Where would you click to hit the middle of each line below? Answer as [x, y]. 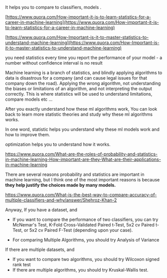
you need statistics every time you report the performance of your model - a [84, 58]
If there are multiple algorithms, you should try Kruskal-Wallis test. [80, 270]
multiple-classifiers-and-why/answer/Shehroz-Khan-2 [61, 200]
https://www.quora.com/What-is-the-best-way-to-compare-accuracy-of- [81, 195]
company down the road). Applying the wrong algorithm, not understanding [83, 83]
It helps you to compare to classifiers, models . [53, 7]
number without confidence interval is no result [54, 63]
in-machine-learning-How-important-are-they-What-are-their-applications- [83, 159]
